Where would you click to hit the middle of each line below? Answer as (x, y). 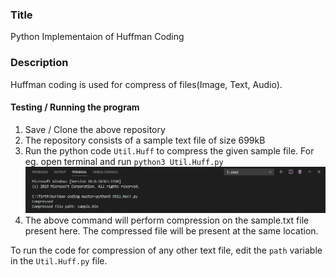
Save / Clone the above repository (95, 129)
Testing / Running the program (75, 107)
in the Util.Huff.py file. (59, 261)
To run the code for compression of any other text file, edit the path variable (166, 250)
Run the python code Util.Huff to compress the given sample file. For (169, 150)
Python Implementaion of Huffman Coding (97, 37)
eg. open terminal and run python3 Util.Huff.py (124, 161)
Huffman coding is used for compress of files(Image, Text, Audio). (146, 84)
